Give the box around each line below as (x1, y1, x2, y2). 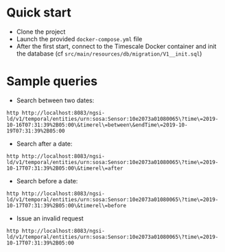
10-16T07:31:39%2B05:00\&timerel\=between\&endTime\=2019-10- (6, 122, 188, 128)
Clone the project (16, 27, 66, 36)
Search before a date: (16, 176, 78, 185)
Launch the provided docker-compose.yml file (16, 34, 143, 43)
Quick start (6, 5, 71, 21)
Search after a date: (16, 139, 73, 148)
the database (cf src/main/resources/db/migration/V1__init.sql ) (16, 49, 202, 58)
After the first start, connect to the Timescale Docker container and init (16, 42, 217, 50)
